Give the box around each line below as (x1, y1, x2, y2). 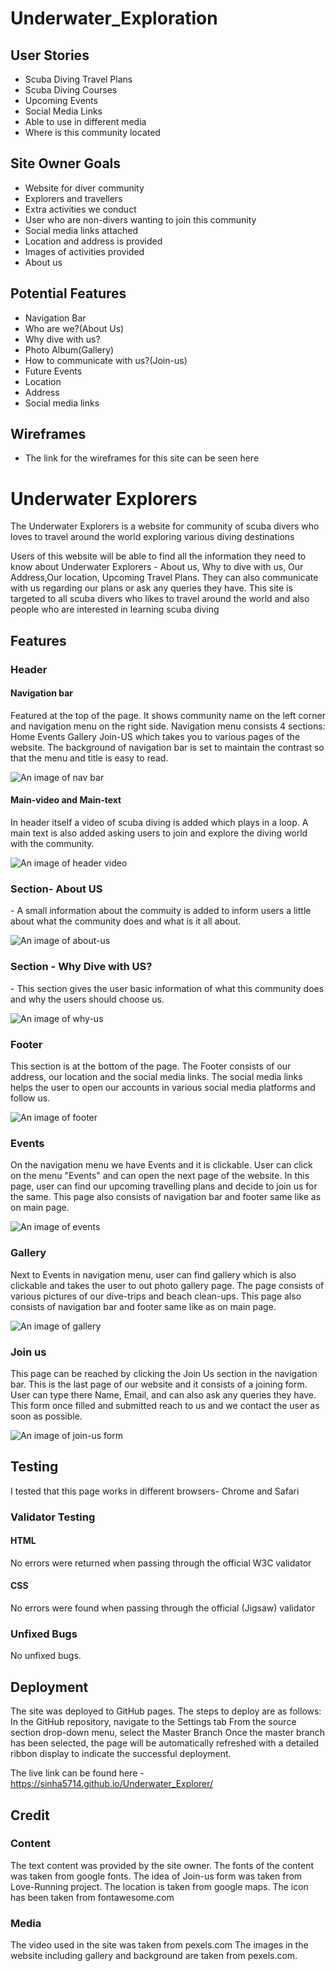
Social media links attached (24, 224, 138, 236)
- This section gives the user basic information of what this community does (10, 982, 325, 994)
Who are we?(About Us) (24, 322, 125, 334)
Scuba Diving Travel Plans (24, 73, 133, 85)
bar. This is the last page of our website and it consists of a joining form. (10, 1378, 308, 1390)
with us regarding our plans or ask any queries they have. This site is (10, 582, 293, 594)
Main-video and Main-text (10, 794, 122, 806)
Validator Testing (10, 1510, 96, 1524)
